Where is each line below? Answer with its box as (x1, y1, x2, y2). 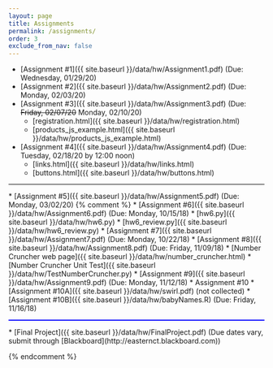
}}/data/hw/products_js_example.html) (32, 133, 162, 143)
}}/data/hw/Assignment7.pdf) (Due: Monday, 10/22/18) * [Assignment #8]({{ (8, 235, 262, 245)
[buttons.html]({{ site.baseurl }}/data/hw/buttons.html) (32, 168, 215, 178)
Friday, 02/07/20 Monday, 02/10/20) (19, 107, 142, 118)
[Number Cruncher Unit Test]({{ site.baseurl (8, 261, 156, 271)
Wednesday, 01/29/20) (19, 73, 97, 83)
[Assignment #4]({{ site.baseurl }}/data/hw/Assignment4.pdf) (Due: (19, 142, 247, 152)
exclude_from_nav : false (8, 42, 93, 50)
